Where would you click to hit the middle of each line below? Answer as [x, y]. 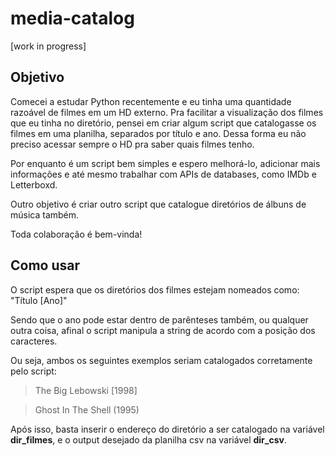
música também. [45, 214]
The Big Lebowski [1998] [86, 390]
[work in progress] [48, 46]
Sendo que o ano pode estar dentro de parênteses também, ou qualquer [159, 319]
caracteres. [34, 341]
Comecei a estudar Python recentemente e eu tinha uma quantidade [151, 101]
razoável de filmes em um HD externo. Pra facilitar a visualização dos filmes [167, 112]
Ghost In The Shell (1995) [87, 409]
